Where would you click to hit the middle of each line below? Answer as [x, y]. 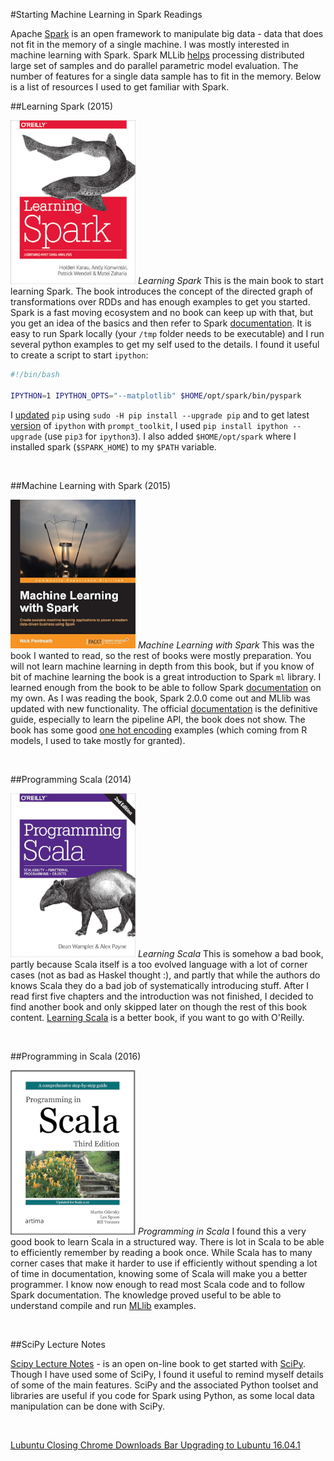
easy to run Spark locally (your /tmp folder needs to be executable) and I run [167, 333]
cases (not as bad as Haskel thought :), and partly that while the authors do [165, 975]
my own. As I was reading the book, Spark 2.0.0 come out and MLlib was [160, 698]
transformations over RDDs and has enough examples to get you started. [160, 302]
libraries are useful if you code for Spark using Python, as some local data [162, 1395]
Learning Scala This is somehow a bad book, [230, 953]
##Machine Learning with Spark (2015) [91, 485]
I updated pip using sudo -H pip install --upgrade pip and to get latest [160, 415]
